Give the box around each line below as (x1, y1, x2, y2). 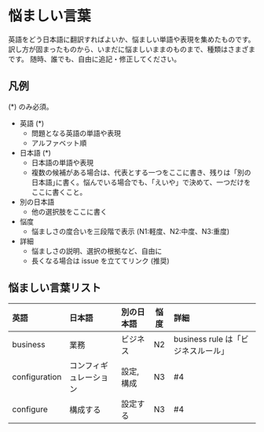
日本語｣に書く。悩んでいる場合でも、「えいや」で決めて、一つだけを (31, 178, 251, 187)
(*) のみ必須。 (8, 101, 53, 111)
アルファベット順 (31, 138, 87, 148)
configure (12, 404, 49, 415)
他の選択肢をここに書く (31, 207, 108, 216)
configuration (12, 371, 62, 382)
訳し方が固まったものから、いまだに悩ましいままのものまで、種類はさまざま (8, 44, 255, 53)
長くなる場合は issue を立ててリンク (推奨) (31, 256, 170, 265)
